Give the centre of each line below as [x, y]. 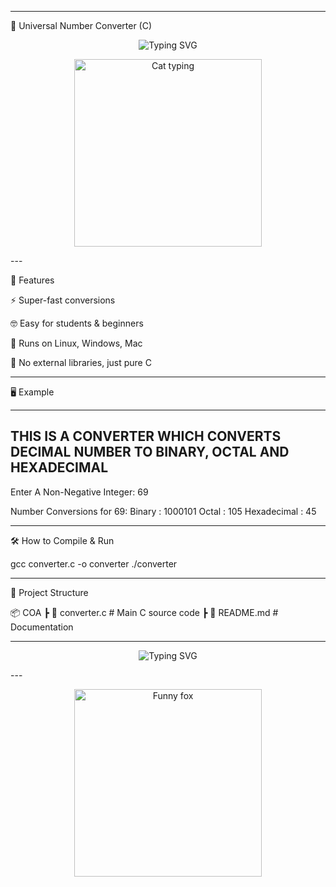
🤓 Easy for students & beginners [77, 323]
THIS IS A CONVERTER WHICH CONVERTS [146, 436]
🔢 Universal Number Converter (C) [81, 25]
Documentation [42, 627]
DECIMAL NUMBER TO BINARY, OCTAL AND [150, 452]
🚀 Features [32, 280]
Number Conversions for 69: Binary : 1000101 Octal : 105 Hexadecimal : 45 [163, 511]
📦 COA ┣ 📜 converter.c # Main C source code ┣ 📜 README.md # [144, 612]
